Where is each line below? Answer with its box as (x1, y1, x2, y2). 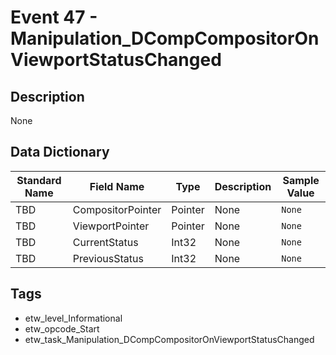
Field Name (89, 179, 145, 193)
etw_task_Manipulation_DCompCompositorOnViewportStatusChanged (24, 333, 315, 345)
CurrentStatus (72, 235, 139, 249)
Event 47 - (10, 6, 98, 29)
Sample (282, 173, 320, 187)
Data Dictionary (10, 144, 110, 161)
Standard (16, 173, 62, 187)
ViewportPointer (72, 219, 150, 233)
